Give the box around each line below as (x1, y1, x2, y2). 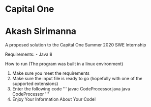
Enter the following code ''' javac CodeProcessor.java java (12, 86, 130, 92)
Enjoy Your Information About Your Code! (12, 96, 96, 102)
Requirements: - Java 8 (5, 51, 53, 57)
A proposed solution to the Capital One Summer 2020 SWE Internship (5, 42, 147, 48)
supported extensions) (12, 81, 59, 86)
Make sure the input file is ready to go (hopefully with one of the (12, 76, 143, 82)
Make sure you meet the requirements (12, 70, 90, 76)
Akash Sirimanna (5, 26, 77, 37)
